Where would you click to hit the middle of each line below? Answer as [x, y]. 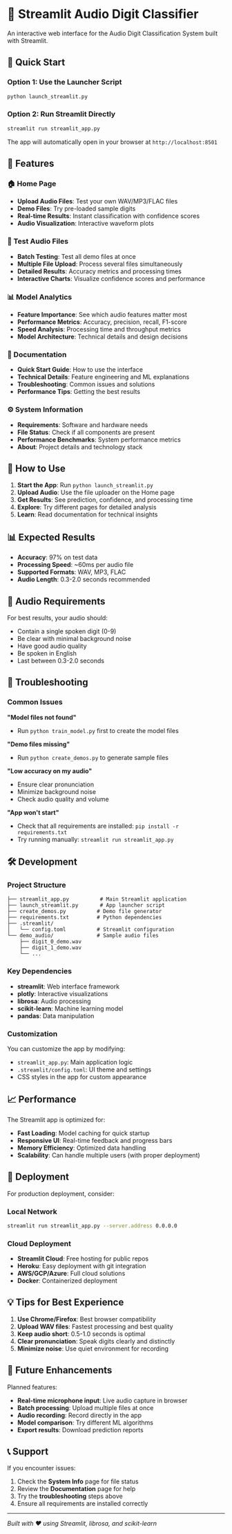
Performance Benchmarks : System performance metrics [99, 440]
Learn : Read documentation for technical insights [87, 514]
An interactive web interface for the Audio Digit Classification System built [113, 33]
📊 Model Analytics [40, 297]
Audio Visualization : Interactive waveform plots [85, 224]
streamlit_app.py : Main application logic [75, 1062]
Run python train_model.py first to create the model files [98, 730]
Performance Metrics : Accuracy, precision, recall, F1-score [102, 322]
